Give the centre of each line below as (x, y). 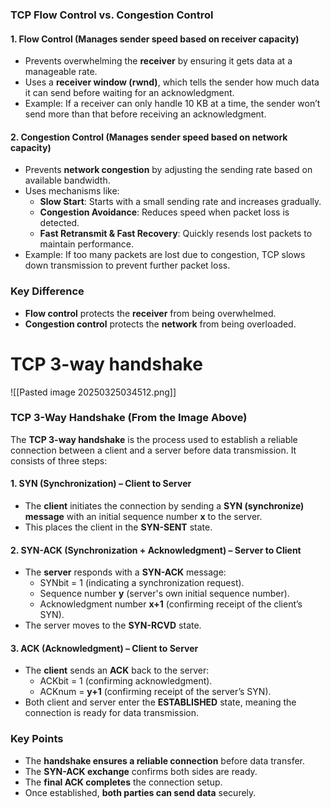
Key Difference (47, 291)
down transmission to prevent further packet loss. (127, 265)
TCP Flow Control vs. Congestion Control (112, 15)
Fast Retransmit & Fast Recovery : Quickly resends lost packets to (176, 234)
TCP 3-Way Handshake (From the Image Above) (129, 418)
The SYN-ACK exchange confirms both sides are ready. (141, 771)
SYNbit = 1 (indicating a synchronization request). (142, 583)
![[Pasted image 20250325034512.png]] (93, 392)
